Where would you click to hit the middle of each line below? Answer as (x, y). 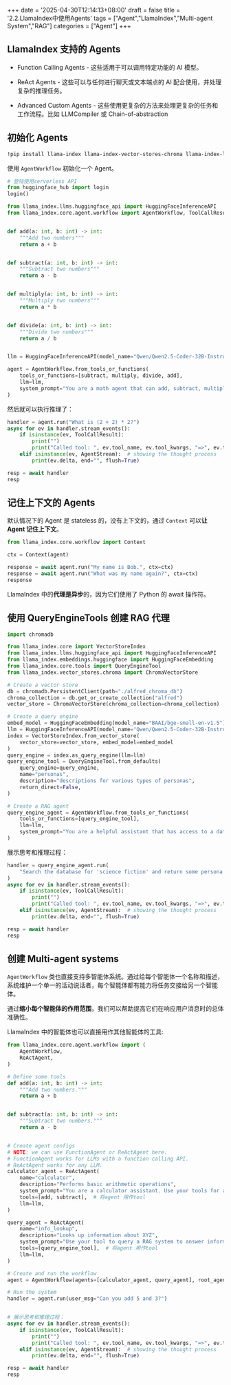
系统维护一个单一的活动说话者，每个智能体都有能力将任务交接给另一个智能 (112, 985)
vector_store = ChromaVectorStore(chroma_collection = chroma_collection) (113, 704)
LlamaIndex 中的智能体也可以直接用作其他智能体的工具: (85, 1032)
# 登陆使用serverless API (42, 181)
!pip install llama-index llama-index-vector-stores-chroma (95, 154)
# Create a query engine (43, 717)
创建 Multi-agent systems (63, 959)
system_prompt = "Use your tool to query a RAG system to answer (112, 1242)
